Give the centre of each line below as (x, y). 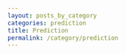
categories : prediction (47, 23)
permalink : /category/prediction (63, 38)
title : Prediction (38, 30)
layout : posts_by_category (52, 15)
